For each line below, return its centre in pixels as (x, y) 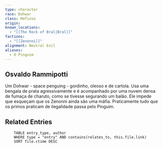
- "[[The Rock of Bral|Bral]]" (41, 32)
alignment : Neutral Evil (30, 46)
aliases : (14, 50)
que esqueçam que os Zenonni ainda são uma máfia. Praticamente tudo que (81, 101)
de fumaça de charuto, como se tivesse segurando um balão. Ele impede (78, 96)
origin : (13, 23)
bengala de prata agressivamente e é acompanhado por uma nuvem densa (80, 91)
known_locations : (23, 28)
